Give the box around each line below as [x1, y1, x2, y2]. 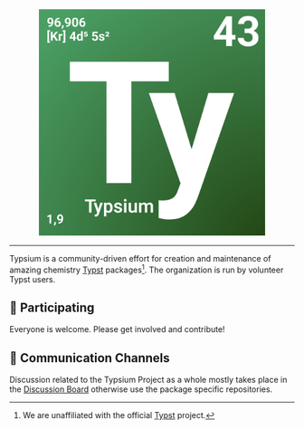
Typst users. [9, 273, 56, 284]
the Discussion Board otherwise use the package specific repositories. [9, 384, 273, 395]
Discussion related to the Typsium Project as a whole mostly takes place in [9, 375, 288, 386]
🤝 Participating [9, 300, 95, 316]
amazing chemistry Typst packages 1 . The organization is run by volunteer [9, 262, 284, 275]
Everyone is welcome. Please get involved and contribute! [9, 324, 225, 335]
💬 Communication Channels [9, 350, 170, 366]
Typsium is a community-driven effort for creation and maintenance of [9, 253, 271, 263]
